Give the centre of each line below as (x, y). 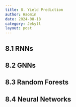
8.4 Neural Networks (38, 99)
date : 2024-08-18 (23, 19)
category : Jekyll (23, 24)
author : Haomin (21, 14)
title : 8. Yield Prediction (34, 10)
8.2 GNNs (20, 65)
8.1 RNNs (19, 49)
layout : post (19, 28)
